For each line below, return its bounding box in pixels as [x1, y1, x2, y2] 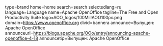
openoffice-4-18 [5, 35, 38, 41]
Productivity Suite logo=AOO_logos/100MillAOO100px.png [5, 15, 123, 20]
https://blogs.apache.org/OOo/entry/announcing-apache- [33, 30, 151, 36]
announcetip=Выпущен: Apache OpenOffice [39, 35, 130, 41]
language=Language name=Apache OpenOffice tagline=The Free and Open [5, 9, 159, 15]
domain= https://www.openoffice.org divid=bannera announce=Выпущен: [5, 20, 155, 25]
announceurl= [5, 30, 33, 36]
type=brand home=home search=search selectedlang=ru [5, 4, 122, 10]
